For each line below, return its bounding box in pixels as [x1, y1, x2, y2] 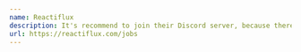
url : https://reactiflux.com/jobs [9, 29, 139, 38]
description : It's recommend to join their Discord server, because [9, 21, 271, 30]
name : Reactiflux [9, 12, 74, 22]
